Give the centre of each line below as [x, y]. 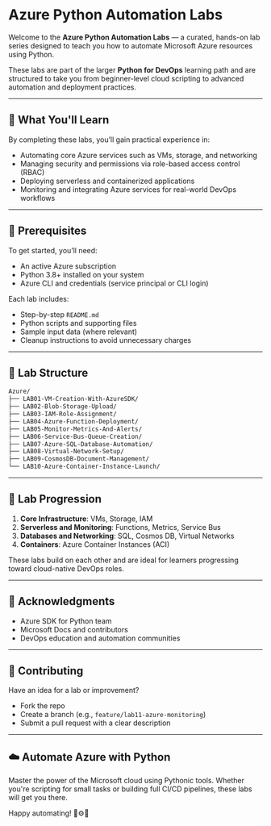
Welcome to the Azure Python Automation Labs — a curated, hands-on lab [134, 37]
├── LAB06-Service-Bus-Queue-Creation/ [75, 436]
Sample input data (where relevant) [79, 332]
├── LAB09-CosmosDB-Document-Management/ [79, 459]
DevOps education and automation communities [100, 638]
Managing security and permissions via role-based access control [130, 164]
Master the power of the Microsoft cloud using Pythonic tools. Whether [126, 781]
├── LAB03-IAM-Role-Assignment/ [63, 414]
